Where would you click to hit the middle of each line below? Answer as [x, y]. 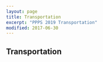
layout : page [22, 11]
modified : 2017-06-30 [32, 28]
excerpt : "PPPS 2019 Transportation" [52, 22]
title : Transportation [33, 17]
